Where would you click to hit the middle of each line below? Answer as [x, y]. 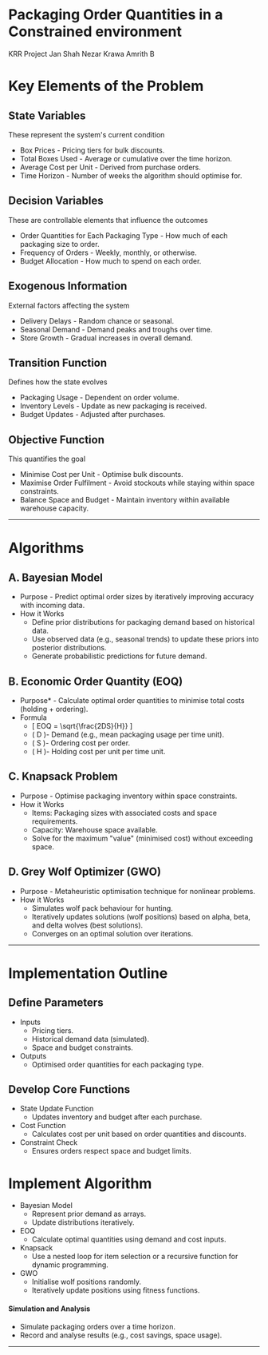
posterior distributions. [69, 648]
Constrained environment [95, 32]
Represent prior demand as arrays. [89, 1214]
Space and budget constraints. [82, 1047]
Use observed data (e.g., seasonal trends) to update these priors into [145, 639]
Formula [33, 717]
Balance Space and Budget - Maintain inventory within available [124, 500]
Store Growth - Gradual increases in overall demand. [106, 338]
